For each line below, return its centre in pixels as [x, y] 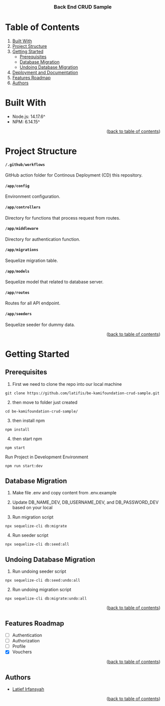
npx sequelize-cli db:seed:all [37, 544]
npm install [17, 429]
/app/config [17, 186]
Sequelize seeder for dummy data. [40, 325]
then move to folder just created [45, 402]
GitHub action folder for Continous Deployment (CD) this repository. [74, 175]
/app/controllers [23, 207]
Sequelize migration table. [32, 260]
